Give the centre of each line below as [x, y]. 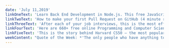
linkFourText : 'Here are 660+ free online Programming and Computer [78, 28]
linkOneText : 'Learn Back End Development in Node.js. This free [75, 14]
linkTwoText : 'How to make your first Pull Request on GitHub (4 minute [83, 19]
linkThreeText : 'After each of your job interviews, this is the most [81, 24]
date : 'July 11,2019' [28, 10]
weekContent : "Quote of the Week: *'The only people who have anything [82, 38]
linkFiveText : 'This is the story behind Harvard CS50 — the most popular [85, 33]
